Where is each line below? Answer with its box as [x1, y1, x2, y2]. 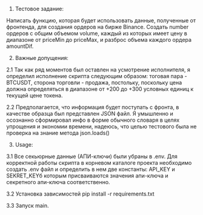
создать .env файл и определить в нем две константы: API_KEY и [6, 166, 175, 173]
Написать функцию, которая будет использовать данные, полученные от [6, 17, 196, 24]
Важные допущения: [15, 55, 68, 61]
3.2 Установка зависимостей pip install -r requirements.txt [6, 190, 155, 197]
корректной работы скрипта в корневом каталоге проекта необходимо [6, 159, 192, 166]
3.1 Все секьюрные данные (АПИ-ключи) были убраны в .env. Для [6, 153, 178, 160]
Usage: [15, 141, 33, 148]
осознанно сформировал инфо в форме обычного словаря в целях [6, 116, 180, 124]
